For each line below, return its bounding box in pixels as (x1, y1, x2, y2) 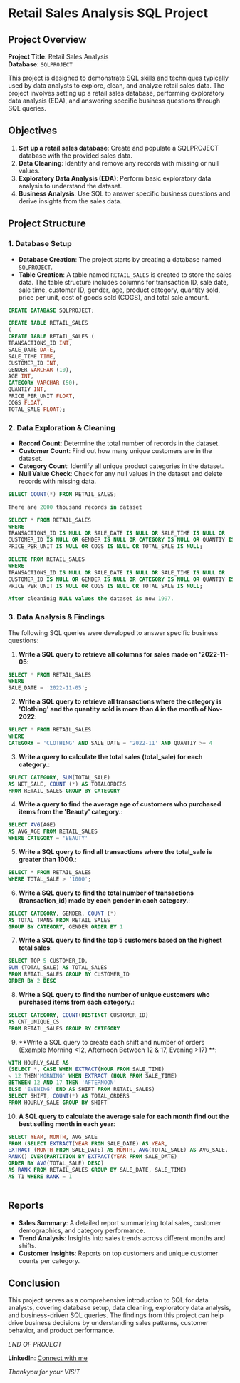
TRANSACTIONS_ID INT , (8, 340, 73, 347)
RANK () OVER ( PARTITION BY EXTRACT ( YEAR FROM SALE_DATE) (8, 1153, 177, 1160)
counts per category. (18, 1256, 80, 1265)
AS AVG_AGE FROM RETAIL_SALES (8, 828, 98, 836)
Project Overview (8, 34, 87, 46)
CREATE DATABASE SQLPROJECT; (8, 307, 95, 314)
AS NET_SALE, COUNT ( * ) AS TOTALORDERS (8, 780, 127, 788)
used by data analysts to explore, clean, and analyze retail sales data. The (8, 81, 225, 90)
